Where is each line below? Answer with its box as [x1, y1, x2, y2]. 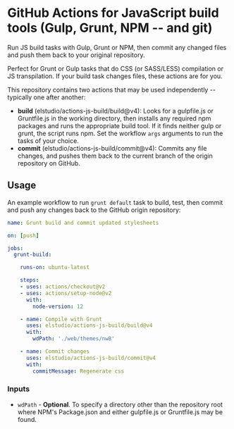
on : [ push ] [7, 232, 39, 239]
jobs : [7, 244, 23, 251]
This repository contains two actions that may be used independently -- [7, 85, 216, 94]
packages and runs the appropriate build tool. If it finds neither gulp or [17, 121, 222, 130]
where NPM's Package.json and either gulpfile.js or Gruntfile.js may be [17, 407, 223, 416]
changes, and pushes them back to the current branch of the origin [17, 151, 213, 160]
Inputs [7, 384, 30, 394]
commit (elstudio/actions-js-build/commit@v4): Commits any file [17, 144, 207, 152]
